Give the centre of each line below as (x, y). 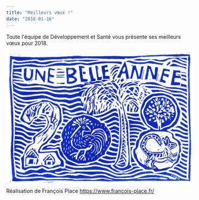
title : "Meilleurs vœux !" (40, 13)
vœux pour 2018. (27, 43)
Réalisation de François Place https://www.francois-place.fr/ (80, 190)
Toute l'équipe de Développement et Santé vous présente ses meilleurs (94, 36)
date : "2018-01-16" (30, 19)
